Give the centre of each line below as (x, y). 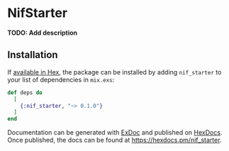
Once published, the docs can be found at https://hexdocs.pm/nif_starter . (114, 140)
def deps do (25, 93)
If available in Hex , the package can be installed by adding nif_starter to (114, 72)
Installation (33, 55)
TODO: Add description (43, 33)
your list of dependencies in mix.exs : (61, 79)
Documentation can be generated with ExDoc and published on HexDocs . (115, 133)
